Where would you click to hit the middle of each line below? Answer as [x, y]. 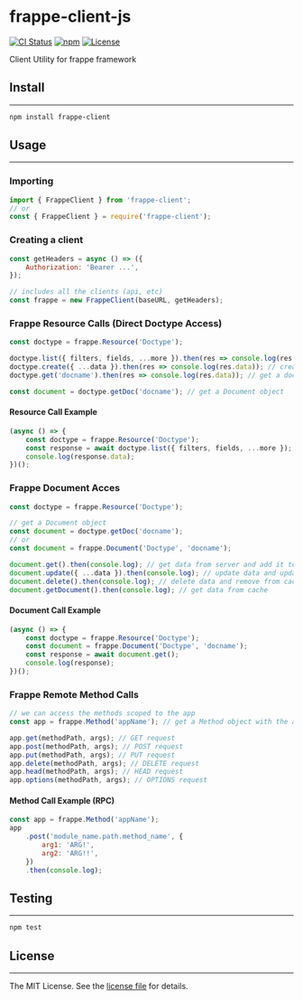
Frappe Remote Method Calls [74, 694]
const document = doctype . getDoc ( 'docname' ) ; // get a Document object [147, 392]
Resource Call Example [53, 412]
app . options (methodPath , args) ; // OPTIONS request [108, 780]
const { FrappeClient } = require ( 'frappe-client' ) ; [110, 217]
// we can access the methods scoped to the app [102, 713]
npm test [26, 928]
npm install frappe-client [60, 117]
